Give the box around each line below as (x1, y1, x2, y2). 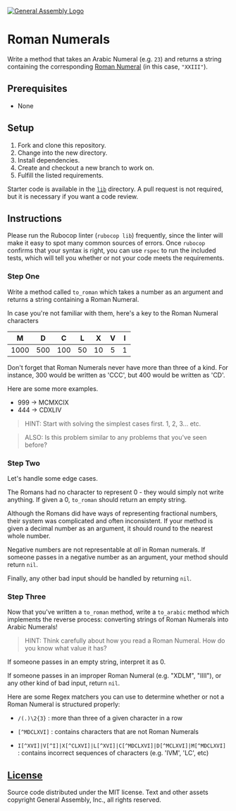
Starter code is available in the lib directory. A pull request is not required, (7, 185, 223, 193)
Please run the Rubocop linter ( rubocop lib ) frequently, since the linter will (7, 231, 223, 240)
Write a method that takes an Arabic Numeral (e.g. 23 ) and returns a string (7, 54, 222, 63)
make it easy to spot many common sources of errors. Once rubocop (7, 239, 206, 247)
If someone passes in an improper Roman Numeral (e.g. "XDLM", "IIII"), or (7, 672, 222, 680)
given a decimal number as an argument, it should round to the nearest (7, 524, 213, 532)
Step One (7, 272, 40, 281)
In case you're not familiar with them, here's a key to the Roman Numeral (7, 308, 218, 317)
